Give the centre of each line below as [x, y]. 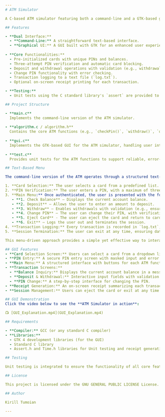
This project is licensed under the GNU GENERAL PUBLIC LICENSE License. [82, 385]
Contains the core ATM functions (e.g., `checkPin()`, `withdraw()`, [82, 132]
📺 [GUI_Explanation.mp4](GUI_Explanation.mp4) [54, 313]
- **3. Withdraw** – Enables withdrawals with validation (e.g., [80, 209]
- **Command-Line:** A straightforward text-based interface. [74, 41]
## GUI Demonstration [27, 299]
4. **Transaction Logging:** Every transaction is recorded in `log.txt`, [83, 227]
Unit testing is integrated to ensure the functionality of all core [78, 367]
